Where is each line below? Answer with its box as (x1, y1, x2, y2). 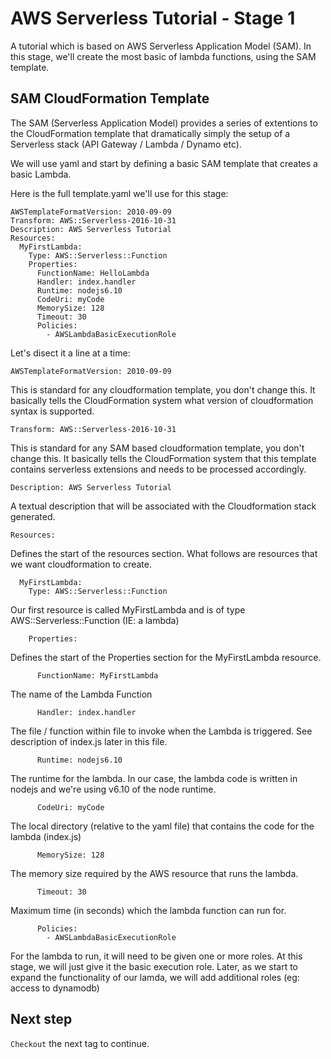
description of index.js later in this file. (10, 735, 168, 747)
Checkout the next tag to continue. (10, 1037, 150, 1049)
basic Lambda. (10, 168, 72, 180)
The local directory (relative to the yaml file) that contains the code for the (10, 820, 315, 832)
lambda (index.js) (10, 830, 82, 842)
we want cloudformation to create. (10, 558, 153, 570)
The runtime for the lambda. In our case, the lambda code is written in (10, 772, 298, 784)
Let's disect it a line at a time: (10, 347, 131, 359)
